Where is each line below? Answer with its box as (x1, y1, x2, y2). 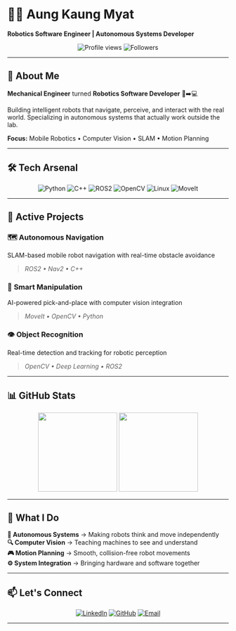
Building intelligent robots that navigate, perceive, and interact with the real (7, 105, 225, 114)
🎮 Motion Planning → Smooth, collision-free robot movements (7, 549, 191, 557)
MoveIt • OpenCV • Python (24, 312, 104, 320)
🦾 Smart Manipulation (7, 282, 83, 292)
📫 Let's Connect (7, 587, 83, 599)
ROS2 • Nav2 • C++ (24, 265, 84, 273)
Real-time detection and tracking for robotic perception (7, 348, 167, 357)
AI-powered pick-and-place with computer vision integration (7, 298, 183, 306)
